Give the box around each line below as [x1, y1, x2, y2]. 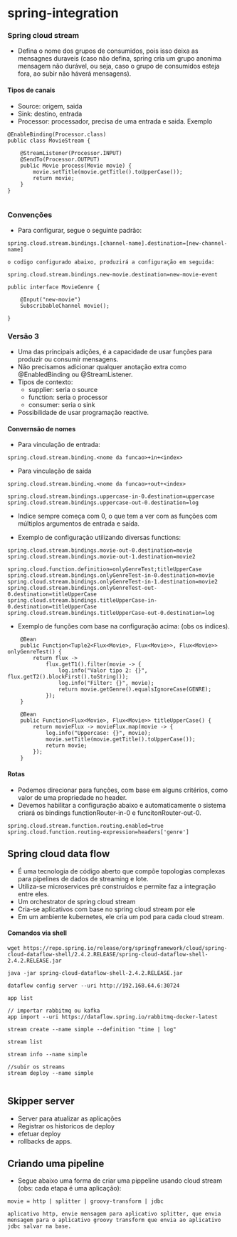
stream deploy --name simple [7, 1069, 94, 1076]
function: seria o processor [28, 393, 108, 401]
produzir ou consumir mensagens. [17, 355, 119, 364]
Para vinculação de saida [17, 466, 92, 476]
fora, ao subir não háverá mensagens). [17, 69, 132, 78]
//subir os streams [7, 1063, 65, 1071]
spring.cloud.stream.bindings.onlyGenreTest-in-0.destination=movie [7, 572, 215, 579]
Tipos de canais [7, 86, 56, 94]
